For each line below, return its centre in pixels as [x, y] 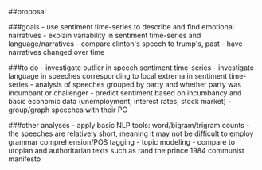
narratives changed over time [57, 52]
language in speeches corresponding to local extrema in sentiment [118, 76]
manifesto [25, 159]
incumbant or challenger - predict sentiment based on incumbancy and [125, 93]
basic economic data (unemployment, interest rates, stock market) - [120, 101]
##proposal [27, 12]
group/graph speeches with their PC [68, 110]
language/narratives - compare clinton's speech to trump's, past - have [125, 44]
